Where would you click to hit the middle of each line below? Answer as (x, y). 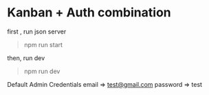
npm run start (43, 44)
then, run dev (26, 58)
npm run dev (42, 71)
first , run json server (37, 31)
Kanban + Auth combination (89, 13)
